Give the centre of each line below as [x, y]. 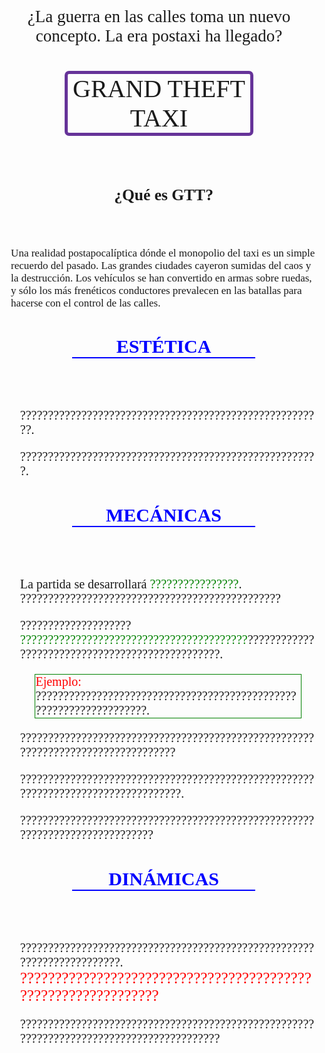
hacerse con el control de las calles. [85, 303]
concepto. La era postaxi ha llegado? [159, 36]
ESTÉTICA [163, 346]
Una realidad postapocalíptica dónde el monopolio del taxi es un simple [163, 253]
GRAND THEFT [159, 88]
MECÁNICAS [164, 515]
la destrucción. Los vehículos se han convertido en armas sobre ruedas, [161, 278]
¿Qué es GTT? [164, 194]
